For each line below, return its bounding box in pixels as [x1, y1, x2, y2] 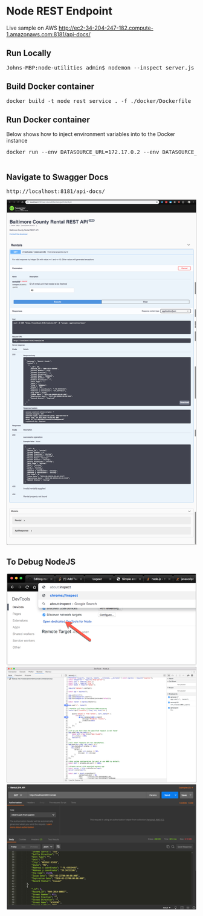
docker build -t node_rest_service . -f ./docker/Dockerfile [6, 97, 192, 104]
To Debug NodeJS [6, 557, 76, 567]
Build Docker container [6, 82, 95, 92]
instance [6, 137, 28, 145]
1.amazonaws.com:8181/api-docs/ [6, 30, 91, 37]
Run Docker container [6, 114, 91, 125]
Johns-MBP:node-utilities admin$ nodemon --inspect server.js [6, 64, 195, 71]
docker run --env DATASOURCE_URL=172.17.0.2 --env [6, 149, 159, 155]
